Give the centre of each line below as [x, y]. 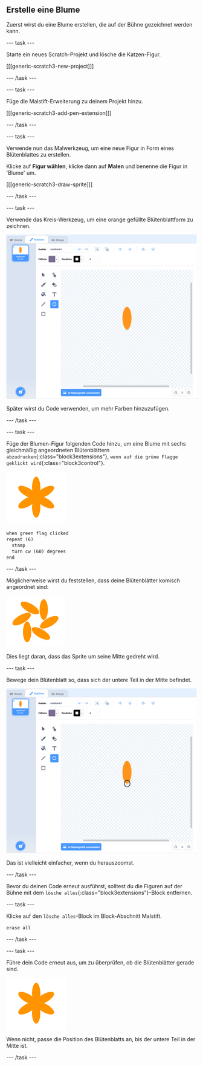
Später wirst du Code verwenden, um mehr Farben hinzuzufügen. [88, 409]
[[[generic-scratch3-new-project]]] [50, 66]
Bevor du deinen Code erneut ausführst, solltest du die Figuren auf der [94, 886]
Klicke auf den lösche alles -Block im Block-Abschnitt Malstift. [84, 916]
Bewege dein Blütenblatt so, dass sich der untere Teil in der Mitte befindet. [99, 680]
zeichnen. [19, 226]
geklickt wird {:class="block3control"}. [56, 463]
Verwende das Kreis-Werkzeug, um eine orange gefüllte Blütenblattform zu [100, 219]
